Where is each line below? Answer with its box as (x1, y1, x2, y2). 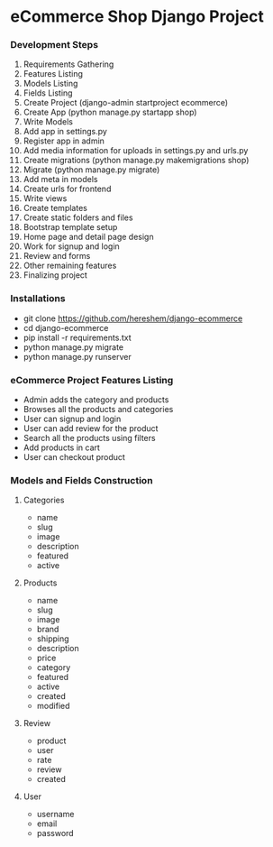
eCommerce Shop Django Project (10, 6, 265, 27)
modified (36, 701, 70, 712)
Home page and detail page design (23, 232, 154, 243)
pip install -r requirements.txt (23, 332, 132, 343)
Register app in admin (23, 135, 105, 146)
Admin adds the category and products (23, 394, 169, 405)
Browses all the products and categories (23, 404, 174, 415)
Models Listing (23, 78, 78, 89)
